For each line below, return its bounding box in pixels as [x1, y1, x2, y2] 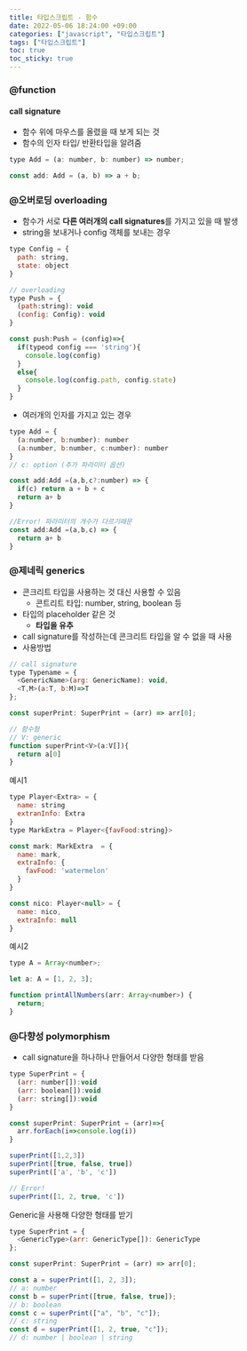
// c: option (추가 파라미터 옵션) [9, 460, 126, 469]
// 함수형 [9, 725, 40, 734]
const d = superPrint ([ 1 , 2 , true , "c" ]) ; [9, 1325, 169, 1334]
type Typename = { [9, 668, 77, 677]
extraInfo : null [17, 916, 77, 925]
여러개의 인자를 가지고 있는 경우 [21, 409, 131, 420]
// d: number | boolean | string [9, 1333, 133, 1342]
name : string [17, 801, 66, 810]
